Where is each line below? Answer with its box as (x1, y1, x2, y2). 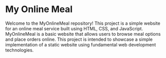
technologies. (5, 47, 34, 53)
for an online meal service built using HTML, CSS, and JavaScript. (5, 25, 143, 31)
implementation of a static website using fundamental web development (5, 41, 156, 47)
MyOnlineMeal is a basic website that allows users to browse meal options (5, 31, 161, 37)
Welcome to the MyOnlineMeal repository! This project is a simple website (5, 20, 161, 26)
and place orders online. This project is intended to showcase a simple (5, 36, 153, 42)
